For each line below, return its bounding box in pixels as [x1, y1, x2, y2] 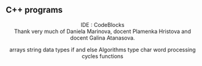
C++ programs [6, 5, 63, 15]
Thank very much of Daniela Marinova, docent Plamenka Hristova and [14, 28, 192, 35]
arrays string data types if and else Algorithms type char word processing [9, 46, 196, 53]
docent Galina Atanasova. [69, 34, 136, 42]
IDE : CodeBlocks [80, 21, 125, 28]
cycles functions [82, 52, 123, 60]
